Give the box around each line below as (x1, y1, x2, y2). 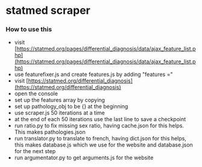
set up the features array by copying (14, 96, 105, 104)
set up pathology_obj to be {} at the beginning (14, 103, 128, 110)
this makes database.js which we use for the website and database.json (14, 141, 194, 148)
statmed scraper (5, 4, 91, 17)
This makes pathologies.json (14, 128, 86, 136)
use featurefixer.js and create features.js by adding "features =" (14, 71, 173, 78)
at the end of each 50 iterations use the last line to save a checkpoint (14, 116, 186, 123)
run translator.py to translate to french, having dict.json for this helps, (14, 135, 186, 142)
